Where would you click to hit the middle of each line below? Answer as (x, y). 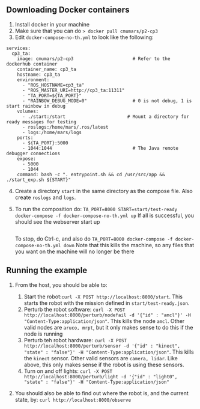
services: (19, 48)
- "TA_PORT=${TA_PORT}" (52, 96)
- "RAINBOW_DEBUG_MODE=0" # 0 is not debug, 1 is (107, 101)
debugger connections (33, 153)
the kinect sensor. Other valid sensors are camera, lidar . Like (101, 358)
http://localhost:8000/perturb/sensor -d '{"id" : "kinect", (102, 346)
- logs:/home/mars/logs (52, 132)
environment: (33, 80)
